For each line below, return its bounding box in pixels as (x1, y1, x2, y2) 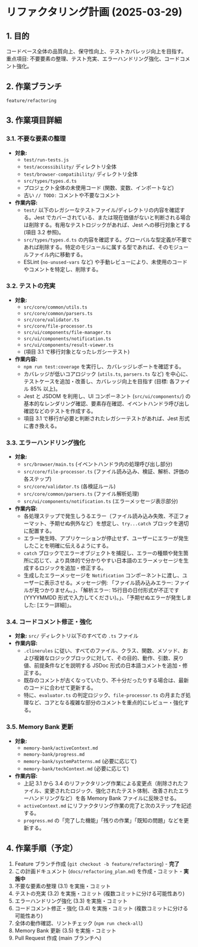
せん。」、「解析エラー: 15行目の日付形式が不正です (60, 587, 180, 594)
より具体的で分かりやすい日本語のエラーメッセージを (54, 557, 184, 564)
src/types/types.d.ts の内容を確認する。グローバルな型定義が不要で (23, 236, 192, 243)
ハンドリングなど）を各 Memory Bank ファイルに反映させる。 (28, 795, 180, 802)
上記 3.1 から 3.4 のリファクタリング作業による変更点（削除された (23, 780, 183, 787)
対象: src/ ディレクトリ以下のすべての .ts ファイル (14, 633, 139, 640)
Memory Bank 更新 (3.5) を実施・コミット (14, 927, 117, 934)
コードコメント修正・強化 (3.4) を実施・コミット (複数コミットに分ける (14, 904, 189, 911)
